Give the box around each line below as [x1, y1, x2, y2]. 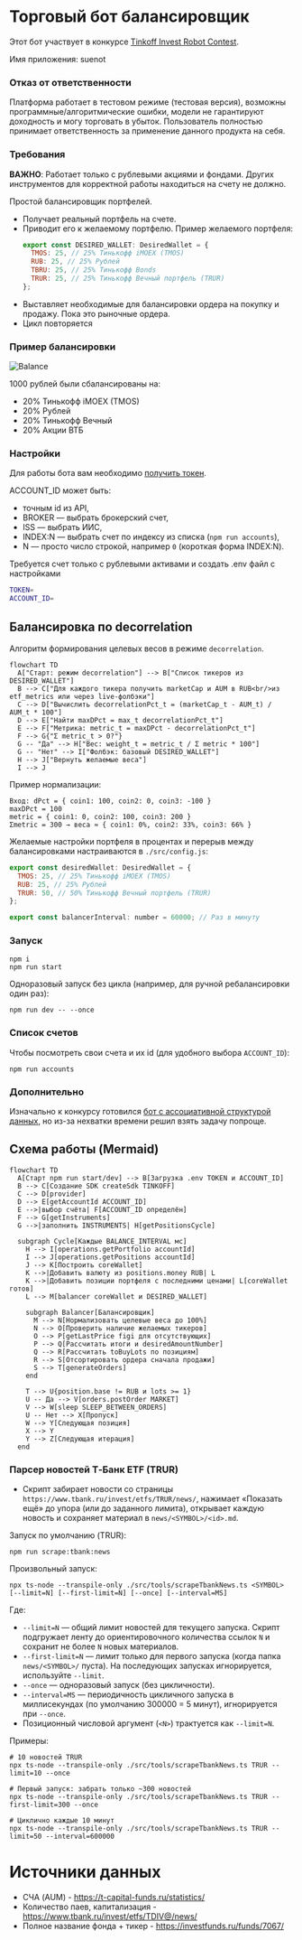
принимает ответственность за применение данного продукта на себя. [9, 126, 286, 136]
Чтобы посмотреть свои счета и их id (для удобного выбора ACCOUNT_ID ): [9, 1047, 290, 1058]
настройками [9, 568, 61, 579]
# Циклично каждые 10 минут [9, 1816, 115, 1825]
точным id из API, [22, 503, 90, 514]
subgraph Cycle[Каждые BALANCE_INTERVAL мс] [17, 1236, 188, 1245]
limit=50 [9, 1832, 42, 1842]
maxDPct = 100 [9, 804, 63, 814]
